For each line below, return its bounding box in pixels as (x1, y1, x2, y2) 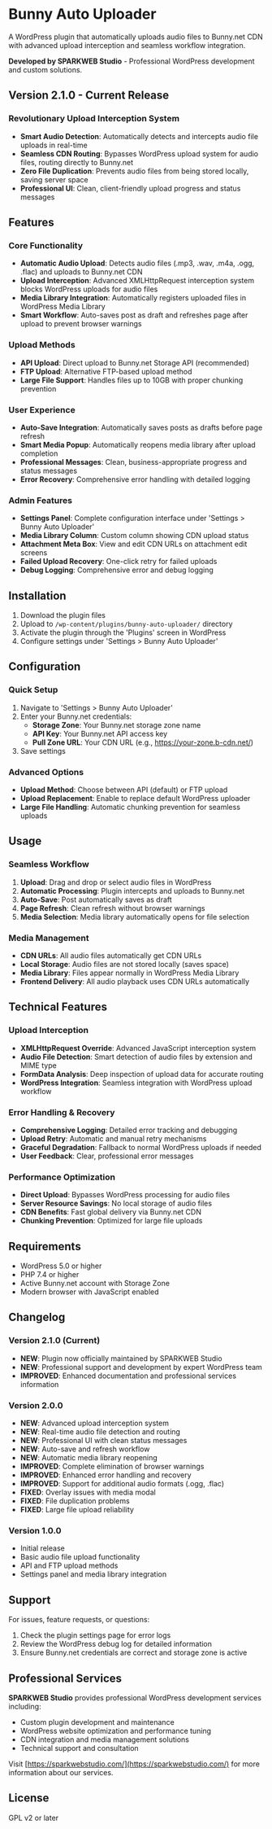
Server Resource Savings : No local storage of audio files (19, 1198, 213, 1209)
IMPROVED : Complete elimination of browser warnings (19, 1462, 205, 1472)
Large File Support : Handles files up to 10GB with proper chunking (19, 375, 244, 385)
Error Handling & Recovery (8, 1106, 115, 1118)
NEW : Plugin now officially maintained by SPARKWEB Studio (19, 1353, 222, 1363)
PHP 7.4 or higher (19, 1270, 80, 1280)
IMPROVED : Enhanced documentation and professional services (19, 1371, 237, 1381)
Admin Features (8, 494, 73, 505)
